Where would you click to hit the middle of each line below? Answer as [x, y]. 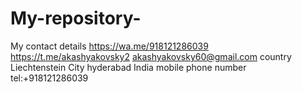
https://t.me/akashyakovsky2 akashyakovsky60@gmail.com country [151, 56]
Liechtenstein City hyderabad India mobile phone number [128, 67]
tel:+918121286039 [49, 78]
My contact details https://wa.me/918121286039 [109, 46]
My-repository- [76, 18]
